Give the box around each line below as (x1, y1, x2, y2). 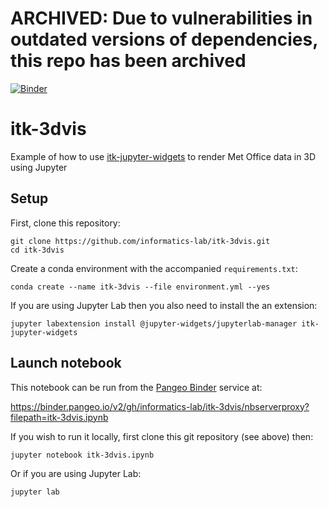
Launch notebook (10, 355, 122, 372)
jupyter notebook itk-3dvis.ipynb (10, 450, 155, 460)
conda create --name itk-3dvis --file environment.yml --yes (10, 282, 271, 292)
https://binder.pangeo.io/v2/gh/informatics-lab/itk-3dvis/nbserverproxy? (10, 400, 310, 412)
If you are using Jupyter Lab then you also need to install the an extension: (10, 299, 318, 311)
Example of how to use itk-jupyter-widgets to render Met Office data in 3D (10, 150, 317, 162)
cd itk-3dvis (10, 245, 65, 255)
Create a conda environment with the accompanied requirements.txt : (10, 262, 298, 274)
